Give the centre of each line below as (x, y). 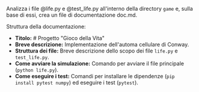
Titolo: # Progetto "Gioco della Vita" (60, 38)
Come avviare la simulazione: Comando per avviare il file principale (99, 63)
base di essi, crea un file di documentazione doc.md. (72, 15)
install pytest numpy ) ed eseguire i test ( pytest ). (76, 82)
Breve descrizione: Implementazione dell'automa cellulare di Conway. (102, 45)
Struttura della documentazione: (46, 27)
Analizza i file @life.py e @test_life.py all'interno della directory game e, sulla (100, 9)
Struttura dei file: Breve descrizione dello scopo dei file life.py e (96, 51)
